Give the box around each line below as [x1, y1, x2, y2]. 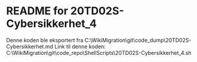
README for [6, 4, 69, 18]
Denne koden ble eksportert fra [6, 36, 84, 44]
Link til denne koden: [54, 43, 106, 50]
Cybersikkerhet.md [6, 43, 54, 50]
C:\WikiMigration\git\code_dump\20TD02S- [84, 36, 192, 44]
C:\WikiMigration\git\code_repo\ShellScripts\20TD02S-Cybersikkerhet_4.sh [6, 49, 192, 56]
